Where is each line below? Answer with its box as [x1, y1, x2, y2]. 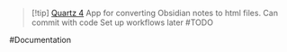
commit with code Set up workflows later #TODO [31, 17, 214, 28]
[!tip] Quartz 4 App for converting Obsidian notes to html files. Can [31, 8, 279, 18]
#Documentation [9, 35, 72, 45]
